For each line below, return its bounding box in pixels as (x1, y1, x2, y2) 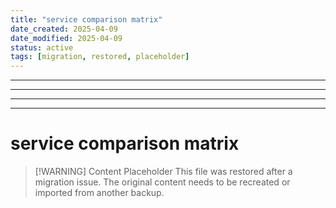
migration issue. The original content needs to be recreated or (34, 176, 291, 188)
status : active (10, 42, 74, 53)
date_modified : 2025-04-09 (10, 33, 123, 43)
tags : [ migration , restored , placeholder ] (10, 52, 190, 62)
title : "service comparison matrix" (10, 14, 163, 25)
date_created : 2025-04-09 (10, 24, 118, 34)
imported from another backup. (34, 187, 165, 199)
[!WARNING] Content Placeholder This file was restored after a (34, 166, 293, 178)
